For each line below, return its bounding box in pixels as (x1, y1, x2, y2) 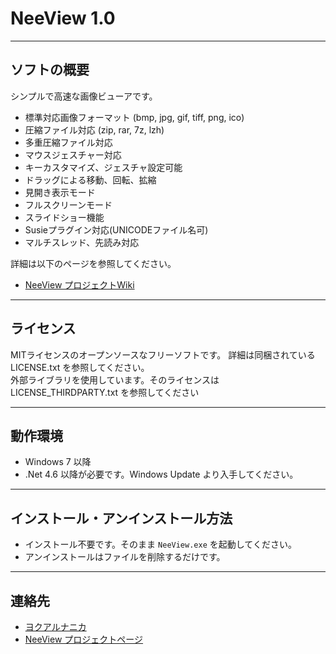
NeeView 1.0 (10, 7, 116, 30)
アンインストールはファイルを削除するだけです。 (24, 551, 226, 563)
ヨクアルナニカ (24, 621, 87, 632)
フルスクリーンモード (24, 198, 113, 211)
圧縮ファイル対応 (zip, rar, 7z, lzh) (24, 123, 165, 136)
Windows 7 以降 (24, 456, 92, 468)
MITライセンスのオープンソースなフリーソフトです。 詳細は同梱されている (10, 348, 316, 361)
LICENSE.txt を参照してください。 (10, 361, 150, 373)
